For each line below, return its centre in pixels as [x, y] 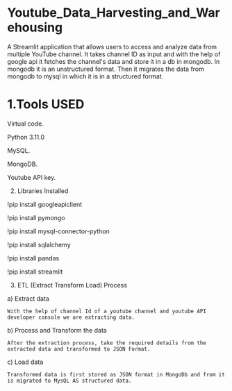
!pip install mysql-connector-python [58, 231]
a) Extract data [28, 298]
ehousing [35, 27]
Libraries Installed [43, 191]
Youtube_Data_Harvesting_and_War [114, 13]
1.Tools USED [46, 105]
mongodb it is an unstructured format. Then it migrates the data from [106, 69]
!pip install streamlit [35, 272]
